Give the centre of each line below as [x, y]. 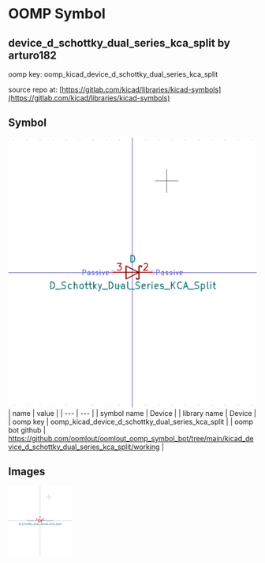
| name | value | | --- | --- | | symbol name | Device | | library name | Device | [132, 413]
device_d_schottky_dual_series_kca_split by [119, 43]
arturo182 [33, 55]
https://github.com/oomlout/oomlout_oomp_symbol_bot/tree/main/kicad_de [131, 438]
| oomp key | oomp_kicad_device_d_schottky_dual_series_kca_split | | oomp [131, 421]
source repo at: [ [35, 89]
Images [27, 472]
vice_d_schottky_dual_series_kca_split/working [84, 447]
